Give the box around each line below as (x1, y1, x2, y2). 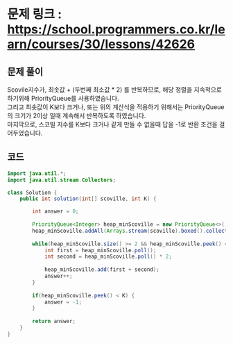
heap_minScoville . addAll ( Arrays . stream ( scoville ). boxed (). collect (32, 227, 228, 234)
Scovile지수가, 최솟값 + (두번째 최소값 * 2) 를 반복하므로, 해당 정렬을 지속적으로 (7, 85, 222, 94)
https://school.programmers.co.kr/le (7, 22, 225, 38)
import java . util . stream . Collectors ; (7, 177, 116, 183)
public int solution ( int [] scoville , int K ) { (19, 195, 157, 202)
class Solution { (7, 189, 58, 196)
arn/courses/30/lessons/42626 (7, 36, 196, 52)
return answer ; (32, 318, 76, 325)
